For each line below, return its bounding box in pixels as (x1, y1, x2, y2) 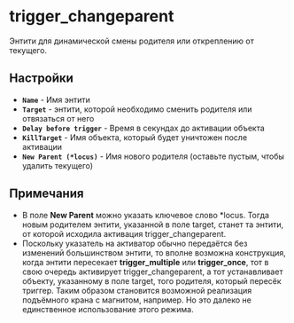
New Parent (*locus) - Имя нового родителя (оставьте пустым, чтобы (21, 151, 285, 161)
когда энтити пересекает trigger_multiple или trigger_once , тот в (21, 256, 269, 267)
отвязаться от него (21, 113, 95, 123)
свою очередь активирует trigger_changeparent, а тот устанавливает (21, 266, 283, 277)
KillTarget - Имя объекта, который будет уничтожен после (21, 131, 248, 143)
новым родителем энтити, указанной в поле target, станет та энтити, (21, 219, 284, 230)
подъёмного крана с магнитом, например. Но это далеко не (21, 295, 252, 305)
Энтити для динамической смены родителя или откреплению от (9, 35, 254, 46)
